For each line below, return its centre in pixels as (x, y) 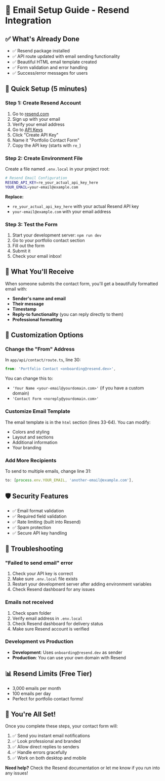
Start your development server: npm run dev (57, 235)
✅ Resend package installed (41, 51)
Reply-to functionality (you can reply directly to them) (68, 314)
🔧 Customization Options (44, 335)
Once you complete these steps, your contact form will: (62, 726)
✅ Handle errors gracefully (40, 752)
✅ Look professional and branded (46, 741)
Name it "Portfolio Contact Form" (46, 140)
